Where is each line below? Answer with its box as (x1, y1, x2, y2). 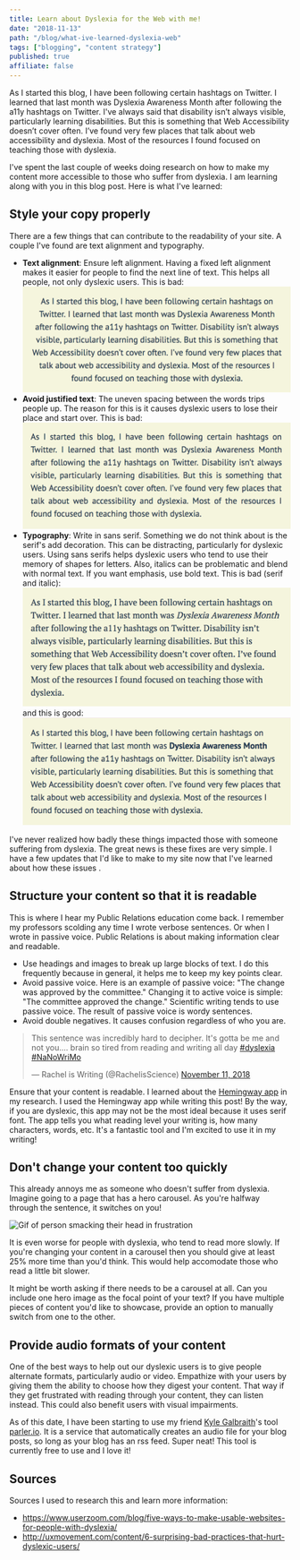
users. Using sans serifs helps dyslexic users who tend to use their (21, 549, 269, 560)
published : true (9, 52, 70, 62)
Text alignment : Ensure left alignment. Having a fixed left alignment (21, 257, 271, 268)
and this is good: (21, 707, 84, 718)
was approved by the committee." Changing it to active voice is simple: (21, 986, 283, 998)
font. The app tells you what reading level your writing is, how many (9, 1115, 258, 1126)
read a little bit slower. (9, 1265, 91, 1276)
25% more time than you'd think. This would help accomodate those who (9, 1256, 279, 1267)
